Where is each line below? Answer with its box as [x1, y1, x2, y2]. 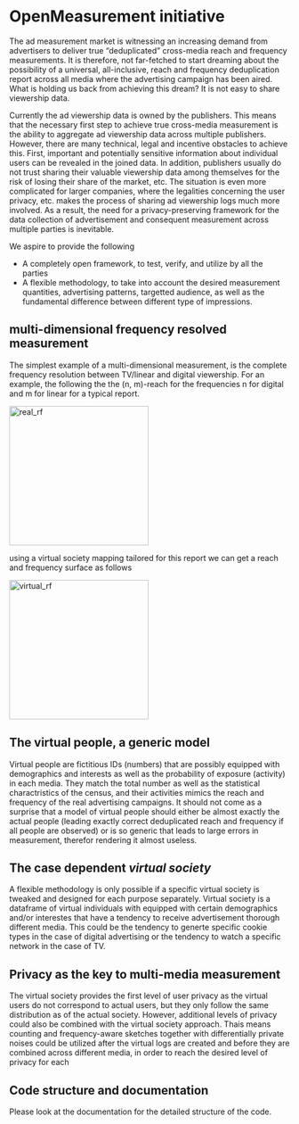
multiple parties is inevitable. [9, 223, 114, 234]
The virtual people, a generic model [9, 735, 211, 750]
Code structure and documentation [9, 1082, 209, 1098]
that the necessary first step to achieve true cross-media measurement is [9, 119, 279, 130]
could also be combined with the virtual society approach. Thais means [9, 1019, 271, 1029]
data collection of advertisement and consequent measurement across [9, 214, 270, 225]
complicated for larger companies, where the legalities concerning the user [9, 186, 286, 196]
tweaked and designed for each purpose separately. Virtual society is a [9, 894, 271, 905]
